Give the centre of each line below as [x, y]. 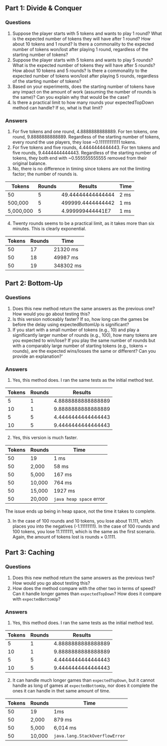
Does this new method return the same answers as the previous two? [83, 578]
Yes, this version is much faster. [45, 437]
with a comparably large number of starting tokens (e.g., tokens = [80, 346]
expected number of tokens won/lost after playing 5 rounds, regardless [85, 76]
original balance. [29, 163]
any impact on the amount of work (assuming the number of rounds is [84, 91]
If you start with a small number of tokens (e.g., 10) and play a [76, 330]
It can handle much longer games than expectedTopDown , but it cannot [83, 680]
